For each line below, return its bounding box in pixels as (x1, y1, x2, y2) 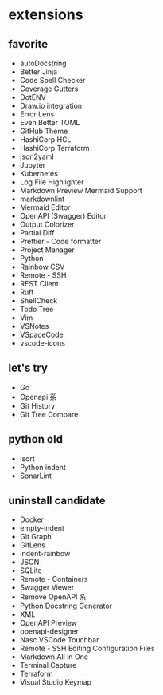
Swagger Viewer (19, 582, 75, 592)
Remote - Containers (19, 575, 89, 584)
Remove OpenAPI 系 (19, 592, 87, 602)
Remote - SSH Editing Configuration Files (19, 644, 155, 654)
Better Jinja (19, 67, 58, 77)
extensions (8, 6, 83, 24)
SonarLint (19, 471, 52, 480)
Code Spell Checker (19, 76, 86, 85)
